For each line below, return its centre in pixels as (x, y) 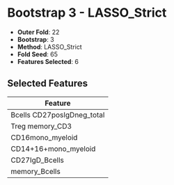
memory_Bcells (35, 171)
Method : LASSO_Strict (49, 47)
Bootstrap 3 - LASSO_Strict (87, 13)
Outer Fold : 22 (38, 32)
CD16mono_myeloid (44, 137)
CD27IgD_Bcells (37, 160)
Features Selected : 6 (48, 61)
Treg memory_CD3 (41, 126)
